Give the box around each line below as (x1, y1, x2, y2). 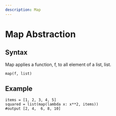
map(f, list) (5, 71, 32, 76)
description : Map (5, 7, 41, 12)
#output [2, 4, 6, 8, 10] (5, 106, 61, 112)
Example (5, 85, 33, 93)
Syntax (5, 48, 28, 57)
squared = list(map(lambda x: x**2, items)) (5, 102, 99, 107)
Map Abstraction (5, 28, 76, 40)
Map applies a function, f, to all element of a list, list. (5, 61, 112, 67)
